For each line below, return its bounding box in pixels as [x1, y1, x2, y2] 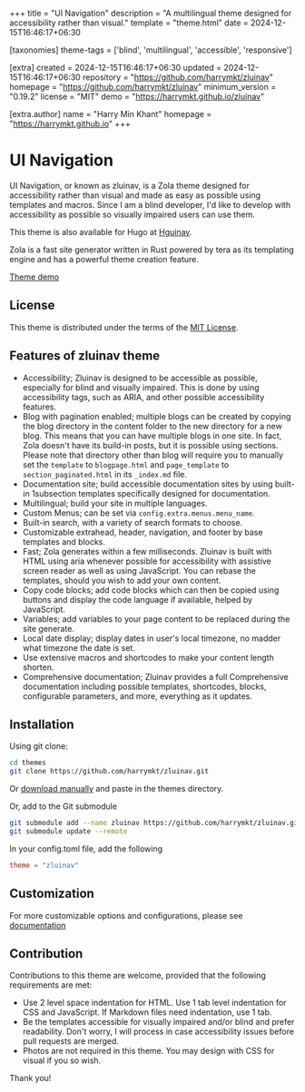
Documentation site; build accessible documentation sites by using [22, 478, 274, 489]
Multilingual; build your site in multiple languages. [22, 497, 208, 508]
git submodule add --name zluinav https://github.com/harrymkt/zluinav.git [9, 819, 302, 828]
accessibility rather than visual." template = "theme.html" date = [9, 17, 250, 28]
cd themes [9, 758, 47, 768]
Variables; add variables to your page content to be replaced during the [22, 613, 290, 625]
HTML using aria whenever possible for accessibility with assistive [22, 556, 272, 566]
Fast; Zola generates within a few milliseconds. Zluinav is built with [22, 546, 272, 556]
